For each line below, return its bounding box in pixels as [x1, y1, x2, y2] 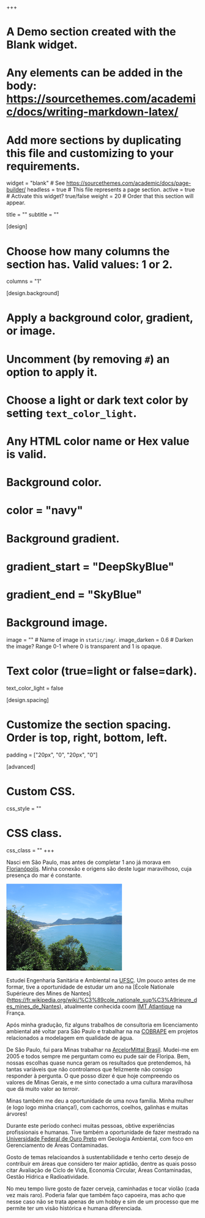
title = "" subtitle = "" [6, 211, 59, 218]
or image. [6, 324, 56, 338]
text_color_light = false [6, 684, 64, 692]
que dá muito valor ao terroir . [6, 1085, 80, 1093]
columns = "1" [6, 277, 42, 285]
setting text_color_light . [6, 406, 137, 420]
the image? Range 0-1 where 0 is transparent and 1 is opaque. [6, 642, 162, 650]
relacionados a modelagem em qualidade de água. [6, 1035, 134, 1042]
